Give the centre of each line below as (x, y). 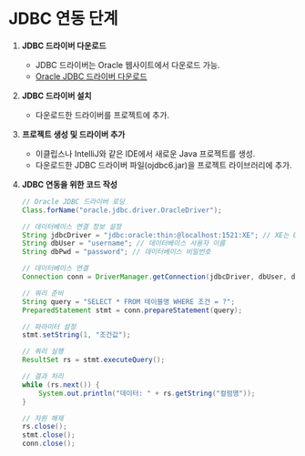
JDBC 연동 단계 (64, 19)
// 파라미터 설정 (49, 327)
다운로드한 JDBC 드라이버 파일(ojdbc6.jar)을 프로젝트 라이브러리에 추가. (163, 165)
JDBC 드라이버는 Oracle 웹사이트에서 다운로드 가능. (127, 65)
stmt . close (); (48, 435)
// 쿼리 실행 (43, 351)
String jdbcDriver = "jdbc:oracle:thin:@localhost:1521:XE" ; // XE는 (155, 235)
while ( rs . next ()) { (61, 385)
